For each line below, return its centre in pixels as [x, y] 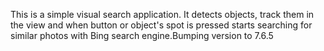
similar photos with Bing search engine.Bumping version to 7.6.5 [142, 35]
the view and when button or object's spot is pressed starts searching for [161, 25]
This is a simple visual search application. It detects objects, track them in [162, 14]
